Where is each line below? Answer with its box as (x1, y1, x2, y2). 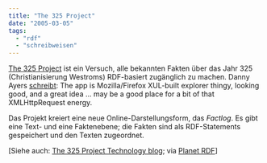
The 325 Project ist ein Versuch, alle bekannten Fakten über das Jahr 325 (8, 63, 253, 73)
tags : (8, 26, 27, 35)
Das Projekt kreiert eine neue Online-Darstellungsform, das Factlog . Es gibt (8, 113, 258, 123)
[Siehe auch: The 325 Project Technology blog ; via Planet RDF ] (8, 146, 218, 156)
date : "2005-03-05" (8, 19, 74, 27)
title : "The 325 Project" (8, 11, 95, 20)
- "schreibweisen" (15, 42, 78, 50)
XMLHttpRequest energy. (8, 98, 93, 108)
